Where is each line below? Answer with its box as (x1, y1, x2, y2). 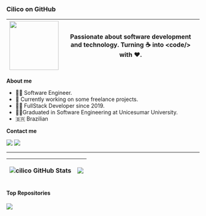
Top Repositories (6, 189, 51, 196)
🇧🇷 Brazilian (15, 115, 48, 122)
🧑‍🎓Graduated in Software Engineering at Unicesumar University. (15, 109, 178, 116)
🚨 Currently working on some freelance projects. (15, 95, 139, 103)
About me (6, 77, 32, 84)
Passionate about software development (70, 32, 191, 41)
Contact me (6, 127, 37, 135)
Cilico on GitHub (6, 5, 56, 13)
